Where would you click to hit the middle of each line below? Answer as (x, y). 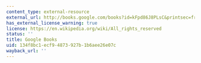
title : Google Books (32, 40)
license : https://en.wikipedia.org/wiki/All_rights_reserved (84, 28)
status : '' (20, 34)
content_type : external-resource (48, 12)
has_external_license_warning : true (52, 23)
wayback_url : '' (26, 51)
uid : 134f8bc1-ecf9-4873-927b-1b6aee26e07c (61, 46)
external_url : (24, 17)
